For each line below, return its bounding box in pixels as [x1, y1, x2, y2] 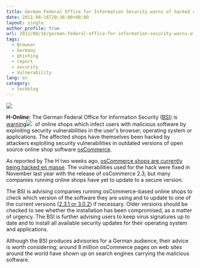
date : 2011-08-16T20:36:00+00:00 [6, 14, 89, 20]
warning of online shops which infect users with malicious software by [6, 120, 186, 128]
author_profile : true [6, 25, 60, 31]
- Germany [11, 48, 36, 53]
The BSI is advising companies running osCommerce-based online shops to [6, 188, 192, 195]
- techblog [11, 86, 39, 92]
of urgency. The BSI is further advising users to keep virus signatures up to [6, 213, 190, 220]
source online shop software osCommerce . [6, 146, 112, 153]
